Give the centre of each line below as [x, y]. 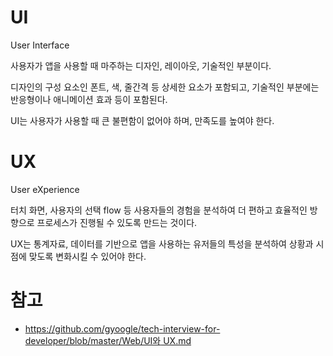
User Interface [40, 45]
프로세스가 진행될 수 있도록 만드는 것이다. [117, 222]
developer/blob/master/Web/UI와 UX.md [108, 340]
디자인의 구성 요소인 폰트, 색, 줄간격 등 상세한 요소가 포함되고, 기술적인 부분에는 [165, 87]
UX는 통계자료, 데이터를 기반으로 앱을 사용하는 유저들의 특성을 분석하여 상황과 [162, 243]
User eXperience [45, 189]
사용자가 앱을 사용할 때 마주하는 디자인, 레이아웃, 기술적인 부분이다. [141, 65]
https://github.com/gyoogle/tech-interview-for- [122, 328]
